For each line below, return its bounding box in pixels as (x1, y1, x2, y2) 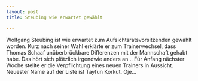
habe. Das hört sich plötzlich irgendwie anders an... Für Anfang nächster (6, 55, 185, 62)
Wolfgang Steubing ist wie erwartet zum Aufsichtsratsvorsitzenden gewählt (6, 36, 192, 43)
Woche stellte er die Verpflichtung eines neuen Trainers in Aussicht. (6, 61, 173, 69)
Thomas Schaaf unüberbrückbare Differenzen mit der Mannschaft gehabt (6, 49, 188, 56)
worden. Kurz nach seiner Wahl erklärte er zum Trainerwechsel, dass (6, 43, 176, 50)
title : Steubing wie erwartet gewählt (6, 14, 103, 20)
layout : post (6, 8, 39, 15)
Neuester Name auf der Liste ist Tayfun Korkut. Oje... (6, 68, 136, 75)
